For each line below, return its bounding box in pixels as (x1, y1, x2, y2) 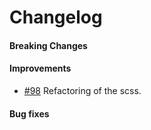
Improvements (9, 62, 72, 75)
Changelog (9, 6, 103, 29)
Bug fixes (9, 107, 50, 120)
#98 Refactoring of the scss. (23, 84, 142, 96)
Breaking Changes (9, 39, 88, 51)
